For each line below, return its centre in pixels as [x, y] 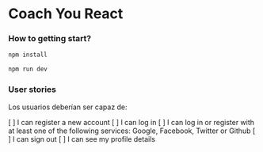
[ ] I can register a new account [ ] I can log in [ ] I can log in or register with [131, 122]
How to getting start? [50, 39]
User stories [32, 89]
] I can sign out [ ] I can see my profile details [82, 139]
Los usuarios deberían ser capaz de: [68, 107]
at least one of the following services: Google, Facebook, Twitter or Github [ [132, 131]
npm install [28, 55]
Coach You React [66, 14]
